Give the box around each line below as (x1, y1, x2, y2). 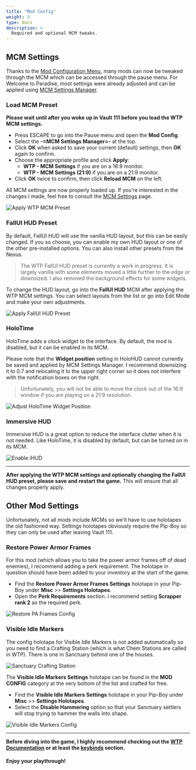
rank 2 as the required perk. (14, 599, 82, 606)
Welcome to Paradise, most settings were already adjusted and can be (6, 80, 176, 87)
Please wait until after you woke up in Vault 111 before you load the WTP (6, 114, 183, 121)
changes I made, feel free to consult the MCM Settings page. (6, 193, 153, 200)
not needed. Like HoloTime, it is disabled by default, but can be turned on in (6, 437, 188, 444)
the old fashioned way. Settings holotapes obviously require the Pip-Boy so (6, 522, 187, 529)
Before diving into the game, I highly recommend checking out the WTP (6, 738, 183, 745)
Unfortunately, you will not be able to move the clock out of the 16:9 (20, 385, 183, 392)
